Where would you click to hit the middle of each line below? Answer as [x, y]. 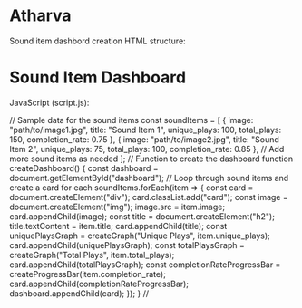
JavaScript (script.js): [49, 102]
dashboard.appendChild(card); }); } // [79, 293]
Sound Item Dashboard [98, 77]
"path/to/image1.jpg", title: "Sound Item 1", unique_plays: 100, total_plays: [146, 130]
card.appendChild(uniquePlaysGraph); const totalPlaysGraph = [127, 245]
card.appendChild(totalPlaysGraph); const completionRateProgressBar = [145, 265]
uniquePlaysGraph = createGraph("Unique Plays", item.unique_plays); [140, 236]
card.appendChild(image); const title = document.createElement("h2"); [142, 216]
